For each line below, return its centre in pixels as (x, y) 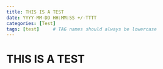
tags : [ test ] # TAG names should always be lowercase (81, 29)
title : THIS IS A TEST (35, 12)
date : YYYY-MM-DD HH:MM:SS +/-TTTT (52, 18)
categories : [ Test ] (31, 23)
